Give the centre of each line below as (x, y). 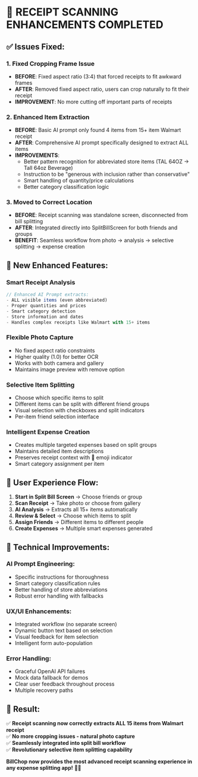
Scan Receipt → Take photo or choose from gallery (78, 503)
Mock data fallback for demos (51, 678)
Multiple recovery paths (44, 690)
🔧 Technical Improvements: (58, 547)
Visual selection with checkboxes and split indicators (79, 410)
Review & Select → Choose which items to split (73, 516)
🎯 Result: (23, 709)
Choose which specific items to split (59, 398)
